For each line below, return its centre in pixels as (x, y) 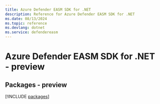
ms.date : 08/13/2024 (26, 19)
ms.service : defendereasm (31, 32)
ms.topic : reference (26, 23)
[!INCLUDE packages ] (27, 96)
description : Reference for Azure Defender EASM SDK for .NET (70, 14)
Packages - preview (36, 85)
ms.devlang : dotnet (25, 28)
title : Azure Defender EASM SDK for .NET (48, 10)
